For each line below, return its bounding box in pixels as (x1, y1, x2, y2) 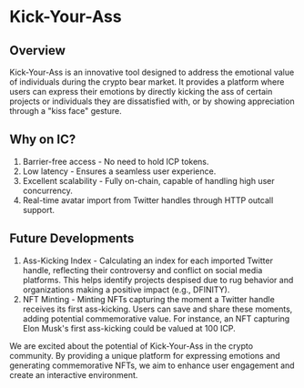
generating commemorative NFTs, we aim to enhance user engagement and (9, 360, 295, 371)
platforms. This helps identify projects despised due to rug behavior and (22, 274, 294, 285)
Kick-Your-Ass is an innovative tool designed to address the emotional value (9, 66, 295, 77)
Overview (9, 43, 66, 58)
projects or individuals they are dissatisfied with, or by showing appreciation (9, 96, 295, 107)
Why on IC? (9, 132, 76, 148)
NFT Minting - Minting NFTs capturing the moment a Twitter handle (22, 293, 275, 304)
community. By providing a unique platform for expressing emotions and (9, 350, 280, 361)
